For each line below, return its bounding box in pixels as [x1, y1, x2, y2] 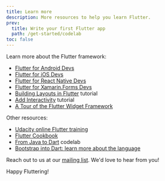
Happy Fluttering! [6, 168, 49, 175]
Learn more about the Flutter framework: [6, 53, 106, 60]
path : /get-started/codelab [11, 31, 82, 37]
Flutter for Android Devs [14, 65, 75, 72]
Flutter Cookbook [14, 132, 58, 139]
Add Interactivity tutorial [14, 96, 75, 103]
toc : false [6, 36, 33, 42]
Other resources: [6, 114, 48, 121]
